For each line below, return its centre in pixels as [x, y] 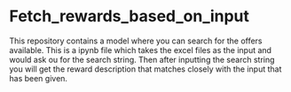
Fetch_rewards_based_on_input [130, 16]
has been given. [39, 78]
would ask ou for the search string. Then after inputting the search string [142, 59]
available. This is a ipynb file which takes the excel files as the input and [141, 50]
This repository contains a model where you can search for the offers [136, 41]
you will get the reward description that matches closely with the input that [145, 69]
